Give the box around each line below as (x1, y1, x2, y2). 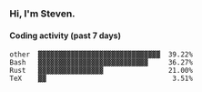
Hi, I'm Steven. (9, 7, 76, 20)
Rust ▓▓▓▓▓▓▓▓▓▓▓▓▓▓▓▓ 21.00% (9, 66, 194, 76)
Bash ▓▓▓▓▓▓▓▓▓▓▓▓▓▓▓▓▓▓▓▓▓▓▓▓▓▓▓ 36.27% (9, 58, 194, 67)
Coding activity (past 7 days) (9, 30, 121, 41)
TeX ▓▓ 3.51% (9, 74, 194, 84)
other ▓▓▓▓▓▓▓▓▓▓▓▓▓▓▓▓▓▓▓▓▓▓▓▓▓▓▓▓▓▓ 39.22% (9, 50, 194, 59)
